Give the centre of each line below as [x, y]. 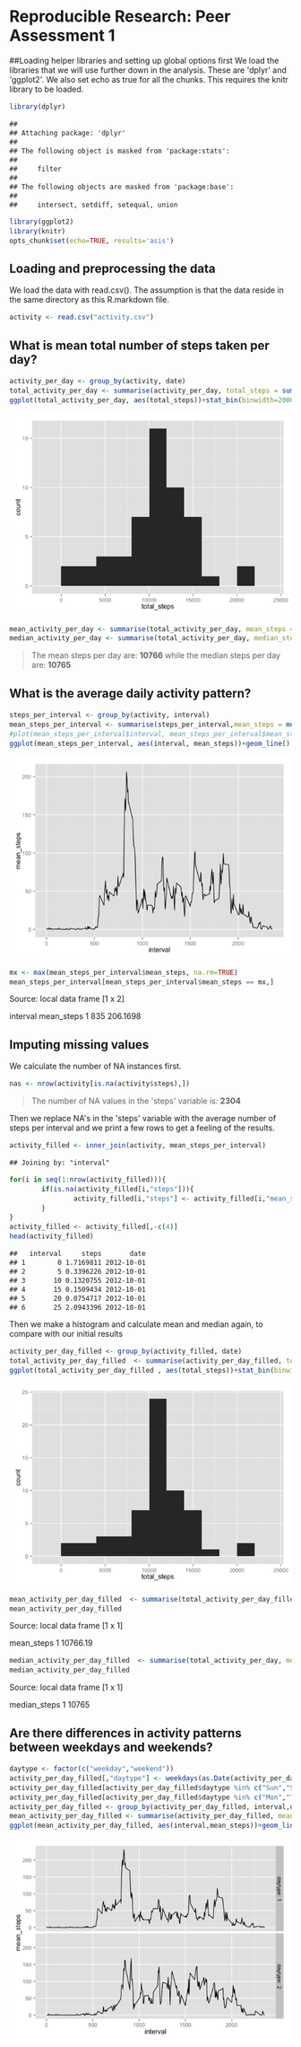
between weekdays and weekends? [111, 1747]
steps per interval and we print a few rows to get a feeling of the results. [142, 1128]
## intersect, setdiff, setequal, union [94, 205]
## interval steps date [77, 1254]
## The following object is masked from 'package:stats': [120, 151]
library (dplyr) [38, 106]
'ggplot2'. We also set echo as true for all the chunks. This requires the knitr [149, 79]
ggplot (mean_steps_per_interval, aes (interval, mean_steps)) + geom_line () [150, 743]
